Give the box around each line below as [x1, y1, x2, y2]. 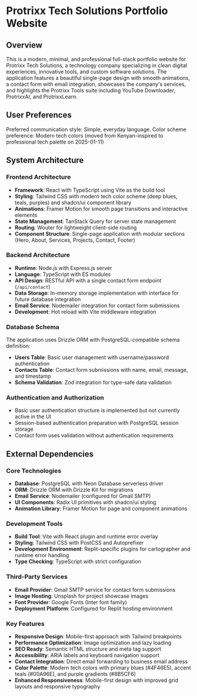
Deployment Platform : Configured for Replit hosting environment [14, 605, 173, 612]
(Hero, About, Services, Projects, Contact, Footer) [14, 237, 135, 244]
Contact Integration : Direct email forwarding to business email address [14, 658, 188, 665]
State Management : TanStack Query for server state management [14, 218, 176, 225]
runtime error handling [14, 552, 69, 559]
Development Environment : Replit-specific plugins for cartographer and [14, 545, 191, 552]
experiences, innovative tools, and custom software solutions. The [6, 68, 167, 75]
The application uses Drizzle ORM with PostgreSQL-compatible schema [6, 337, 181, 344]
